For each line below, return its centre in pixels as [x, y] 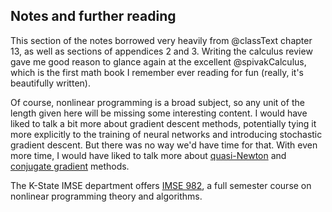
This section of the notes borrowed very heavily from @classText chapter [161, 40]
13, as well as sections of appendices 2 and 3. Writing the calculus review [161, 51]
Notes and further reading [93, 16]
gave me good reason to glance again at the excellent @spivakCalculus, [158, 61]
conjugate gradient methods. [70, 166]
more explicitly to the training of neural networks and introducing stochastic [166, 134]
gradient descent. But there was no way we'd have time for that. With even [164, 145]
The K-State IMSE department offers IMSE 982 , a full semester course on [161, 185]
